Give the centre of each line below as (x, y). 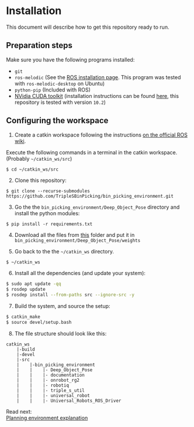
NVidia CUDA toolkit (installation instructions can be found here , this (97, 96)
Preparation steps (39, 45)
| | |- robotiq (43, 385)
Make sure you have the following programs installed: (70, 59)
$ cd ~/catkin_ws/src (32, 169)
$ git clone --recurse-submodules (48, 191)
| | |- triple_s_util (51, 390)
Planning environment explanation (47, 418)
